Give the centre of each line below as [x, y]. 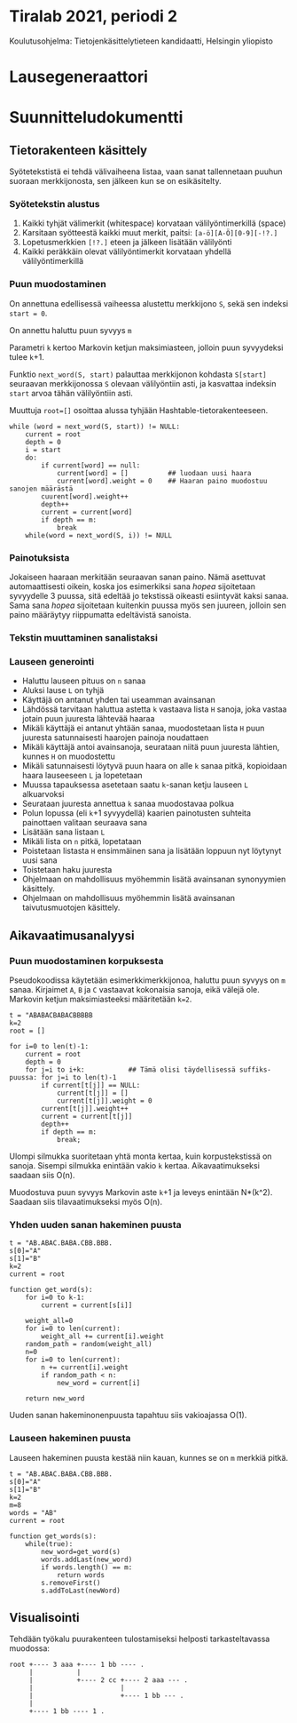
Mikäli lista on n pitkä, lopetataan [82, 842]
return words [80, 1575]
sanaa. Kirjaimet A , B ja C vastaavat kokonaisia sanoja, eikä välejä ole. [134, 989]
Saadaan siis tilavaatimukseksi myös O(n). [86, 1201]
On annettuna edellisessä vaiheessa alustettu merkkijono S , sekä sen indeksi [149, 303]
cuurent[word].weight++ [85, 496]
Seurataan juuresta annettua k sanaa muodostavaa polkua [128, 804]
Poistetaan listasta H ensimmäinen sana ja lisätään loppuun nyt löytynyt [152, 851]
